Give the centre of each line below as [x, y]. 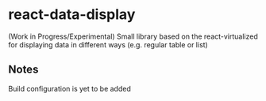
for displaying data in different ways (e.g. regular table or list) [108, 44]
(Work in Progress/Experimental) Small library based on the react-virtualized [133, 36]
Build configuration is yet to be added [69, 88]
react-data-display [72, 15]
